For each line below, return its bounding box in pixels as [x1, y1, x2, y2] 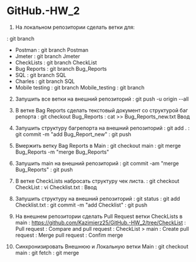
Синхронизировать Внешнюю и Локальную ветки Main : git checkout [15, 243, 189, 250]
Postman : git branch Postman [15, 46, 89, 54]
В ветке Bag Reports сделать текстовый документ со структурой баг [15, 107, 188, 114]
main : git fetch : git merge [15, 249, 79, 256]
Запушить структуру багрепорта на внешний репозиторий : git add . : [15, 124, 190, 131]
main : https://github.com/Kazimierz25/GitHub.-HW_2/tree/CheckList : [15, 219, 186, 226]
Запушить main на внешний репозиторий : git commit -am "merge [15, 160, 179, 167]
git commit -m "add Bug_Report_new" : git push [15, 131, 132, 138]
